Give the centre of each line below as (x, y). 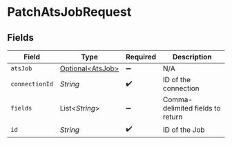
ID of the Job (184, 130)
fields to (207, 108)
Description (192, 57)
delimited (178, 108)
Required (141, 57)
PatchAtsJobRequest (69, 12)
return (173, 117)
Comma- (178, 99)
